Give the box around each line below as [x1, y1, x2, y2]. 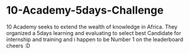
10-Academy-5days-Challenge [6, 4, 164, 17]
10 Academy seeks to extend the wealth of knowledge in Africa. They [6, 23, 178, 30]
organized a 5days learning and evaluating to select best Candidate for [6, 29, 182, 36]
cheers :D [6, 42, 31, 49]
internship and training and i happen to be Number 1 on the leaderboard [6, 36, 184, 43]
